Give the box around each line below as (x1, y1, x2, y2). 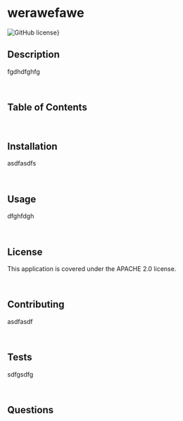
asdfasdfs (7, 159, 37, 168)
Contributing (7, 299, 65, 310)
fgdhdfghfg (7, 67, 40, 75)
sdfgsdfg (7, 370, 34, 378)
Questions (7, 404, 54, 416)
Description (7, 49, 60, 61)
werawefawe (7, 5, 84, 21)
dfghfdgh (7, 212, 34, 220)
